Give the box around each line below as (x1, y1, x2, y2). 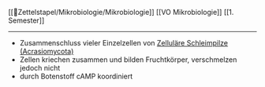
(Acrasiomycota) (19, 47, 74, 56)
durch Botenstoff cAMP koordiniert (19, 71, 133, 81)
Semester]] (8, 16, 45, 25)
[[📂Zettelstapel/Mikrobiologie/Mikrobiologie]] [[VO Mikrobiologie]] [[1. (8, 8, 234, 16)
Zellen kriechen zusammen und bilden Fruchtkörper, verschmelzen (19, 55, 237, 64)
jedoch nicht (19, 63, 61, 72)
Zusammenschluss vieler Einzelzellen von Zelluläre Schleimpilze (19, 38, 229, 47)
